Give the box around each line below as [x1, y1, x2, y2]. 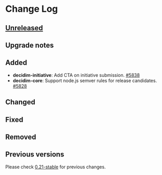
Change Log [5, 3, 58, 15]
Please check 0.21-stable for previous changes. [5, 164, 106, 170]
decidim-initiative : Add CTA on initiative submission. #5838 [12, 72, 140, 78]
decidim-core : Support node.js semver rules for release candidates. [12, 77, 157, 84]
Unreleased [5, 24, 44, 32]
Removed [5, 132, 36, 141]
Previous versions [5, 150, 65, 159]
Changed [5, 98, 35, 107]
